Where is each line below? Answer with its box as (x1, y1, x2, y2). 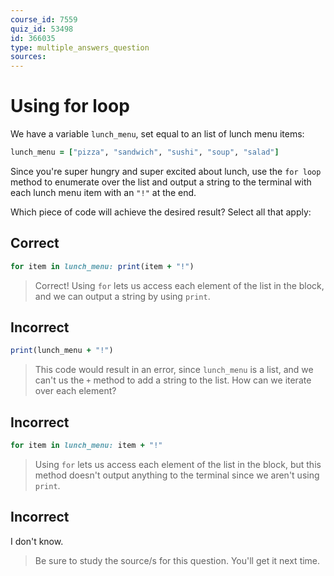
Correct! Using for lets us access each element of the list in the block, (34, 279, 325, 291)
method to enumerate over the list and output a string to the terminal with (10, 176, 312, 188)
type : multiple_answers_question (10, 42, 150, 53)
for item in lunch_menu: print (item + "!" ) (10, 261, 195, 271)
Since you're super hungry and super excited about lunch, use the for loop (10, 165, 322, 177)
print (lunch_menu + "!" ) (10, 346, 114, 356)
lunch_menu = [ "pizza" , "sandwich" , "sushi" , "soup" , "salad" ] (10, 147, 280, 158)
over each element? (34, 385, 117, 397)
